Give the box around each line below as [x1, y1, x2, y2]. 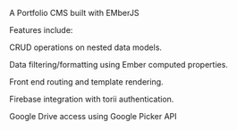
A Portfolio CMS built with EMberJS [9, 8, 140, 18]
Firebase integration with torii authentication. [9, 93, 174, 104]
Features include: [9, 25, 73, 35]
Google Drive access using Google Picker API [9, 111, 177, 121]
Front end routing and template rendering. [9, 77, 164, 87]
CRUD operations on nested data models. [9, 42, 163, 53]
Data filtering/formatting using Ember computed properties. [9, 60, 228, 69]
